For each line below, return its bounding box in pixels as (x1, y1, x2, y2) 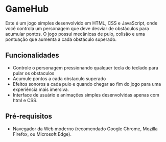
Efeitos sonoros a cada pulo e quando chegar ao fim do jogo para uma (12, 81, 161, 87)
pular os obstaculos (12, 70, 55, 76)
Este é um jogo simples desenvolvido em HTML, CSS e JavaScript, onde (5, 20, 158, 26)
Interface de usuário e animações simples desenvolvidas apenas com (12, 91, 160, 98)
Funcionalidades (5, 51, 60, 60)
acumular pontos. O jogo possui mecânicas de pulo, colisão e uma (5, 31, 146, 37)
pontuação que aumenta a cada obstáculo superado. (5, 36, 117, 42)
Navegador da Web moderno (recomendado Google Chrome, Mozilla (12, 126, 158, 132)
